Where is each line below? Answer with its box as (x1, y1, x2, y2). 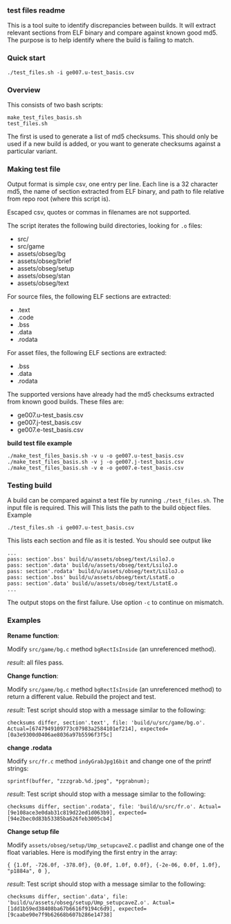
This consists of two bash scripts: (7, 100, 104, 109)
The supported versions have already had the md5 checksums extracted (7, 390, 214, 399)
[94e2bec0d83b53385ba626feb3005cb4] (7, 815, 113, 822)
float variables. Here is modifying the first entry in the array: (7, 848, 178, 856)
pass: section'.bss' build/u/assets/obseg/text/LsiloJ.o (7, 556, 175, 563)
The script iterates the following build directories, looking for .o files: (7, 221, 203, 230)
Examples (7, 615, 41, 625)
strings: (7, 764, 29, 772)
